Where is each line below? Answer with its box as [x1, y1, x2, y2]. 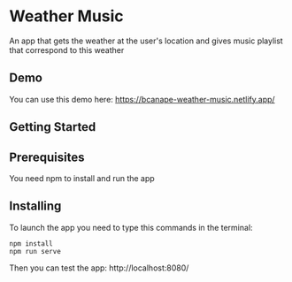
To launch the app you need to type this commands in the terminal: [9, 222, 254, 232]
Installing [9, 199, 62, 214]
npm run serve [9, 247, 62, 255]
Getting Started [9, 119, 96, 134]
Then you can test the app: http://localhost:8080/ [9, 263, 189, 273]
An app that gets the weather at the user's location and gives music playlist [9, 35, 283, 46]
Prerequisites [9, 149, 85, 164]
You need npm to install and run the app [9, 172, 155, 183]
